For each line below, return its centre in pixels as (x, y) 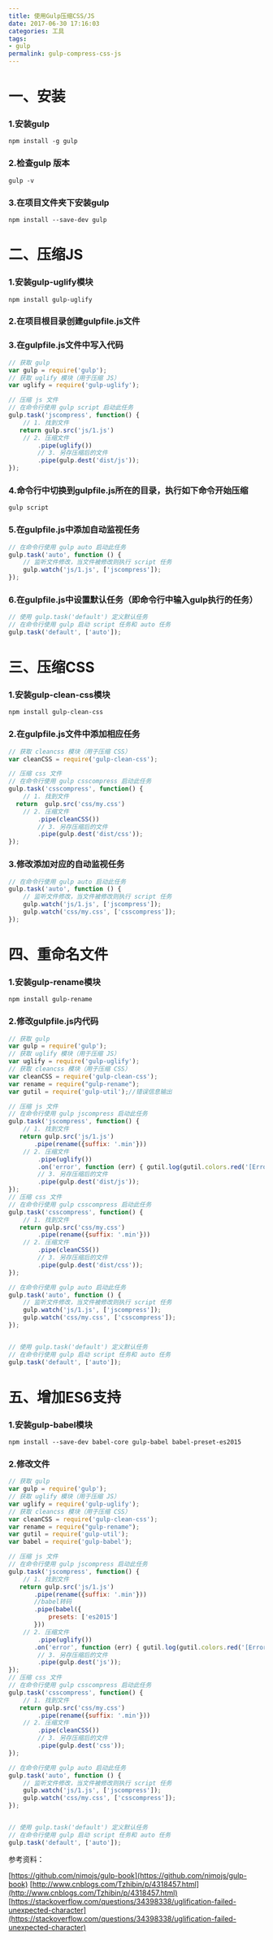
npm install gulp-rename (50, 1000)
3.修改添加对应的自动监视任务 (67, 865)
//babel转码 (53, 1602)
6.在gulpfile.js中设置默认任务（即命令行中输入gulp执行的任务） (133, 599)
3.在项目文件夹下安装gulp (59, 203)
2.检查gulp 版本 (39, 163)
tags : (17, 39)
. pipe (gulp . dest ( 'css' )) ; (82, 1746)
